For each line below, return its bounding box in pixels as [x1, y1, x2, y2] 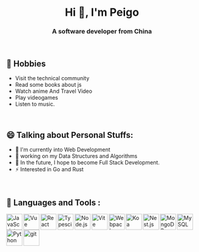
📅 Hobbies [6, 58, 46, 69]
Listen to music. [15, 100, 55, 108]
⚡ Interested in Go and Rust [15, 166, 84, 173]
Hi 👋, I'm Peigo [64, 5, 140, 19]
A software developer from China [52, 27, 152, 36]
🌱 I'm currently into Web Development [15, 146, 110, 154]
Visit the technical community [15, 75, 90, 82]
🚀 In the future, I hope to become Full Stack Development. [15, 159, 160, 166]
